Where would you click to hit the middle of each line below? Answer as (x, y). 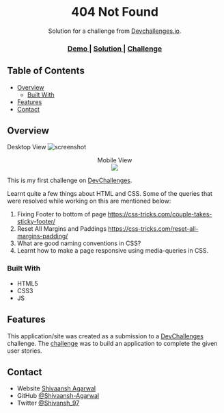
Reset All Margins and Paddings (62, 229)
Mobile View (115, 160)
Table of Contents (46, 71)
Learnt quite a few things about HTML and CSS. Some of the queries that (110, 194)
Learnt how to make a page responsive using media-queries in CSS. (113, 251)
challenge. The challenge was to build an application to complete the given (112, 343)
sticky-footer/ (36, 222)
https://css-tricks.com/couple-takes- (160, 214)
